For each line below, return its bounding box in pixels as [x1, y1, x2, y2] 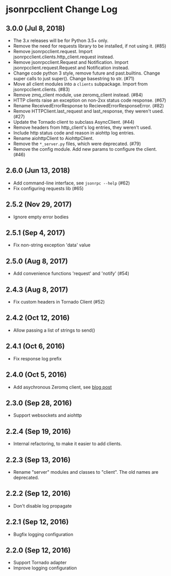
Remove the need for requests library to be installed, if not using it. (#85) [13, 43, 166, 49]
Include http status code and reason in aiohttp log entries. [13, 130, 135, 136]
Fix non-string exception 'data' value [13, 242, 91, 248]
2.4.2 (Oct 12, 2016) [6, 313, 70, 322]
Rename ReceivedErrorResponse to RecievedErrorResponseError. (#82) [13, 103, 164, 108]
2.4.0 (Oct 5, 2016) [6, 371, 67, 379]
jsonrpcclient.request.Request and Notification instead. [13, 65, 130, 71]
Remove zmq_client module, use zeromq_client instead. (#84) [13, 92, 143, 98]
